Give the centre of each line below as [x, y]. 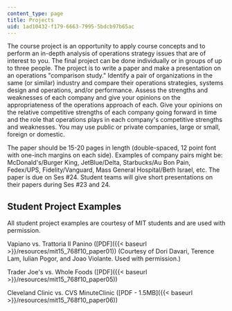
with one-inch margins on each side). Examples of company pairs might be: [115, 155]
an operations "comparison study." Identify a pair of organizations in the [110, 75]
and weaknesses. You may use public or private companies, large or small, [114, 127]
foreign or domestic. [36, 134]
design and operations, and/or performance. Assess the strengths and [108, 90]
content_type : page [35, 14]
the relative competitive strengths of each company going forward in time [112, 112]
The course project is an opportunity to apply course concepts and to [106, 46]
